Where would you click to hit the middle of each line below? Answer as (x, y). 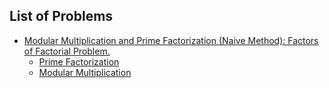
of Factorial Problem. (67, 51)
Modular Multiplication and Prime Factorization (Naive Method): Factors (171, 40)
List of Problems (61, 16)
